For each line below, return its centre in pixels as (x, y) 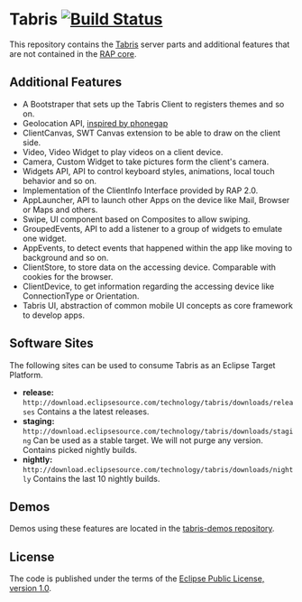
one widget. (45, 238)
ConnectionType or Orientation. (81, 296)
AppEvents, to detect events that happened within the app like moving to (157, 247)
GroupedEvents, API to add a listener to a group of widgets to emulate (152, 228)
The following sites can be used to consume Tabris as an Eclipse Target (142, 365)
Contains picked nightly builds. (80, 449)
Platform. (26, 375)
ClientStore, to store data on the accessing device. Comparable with (149, 267)
